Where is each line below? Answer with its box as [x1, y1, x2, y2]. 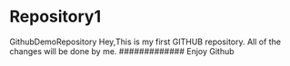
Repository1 [9, 6, 102, 27]
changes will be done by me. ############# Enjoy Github [9, 45, 235, 56]
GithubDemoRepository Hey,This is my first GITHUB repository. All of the [9, 36, 282, 47]
